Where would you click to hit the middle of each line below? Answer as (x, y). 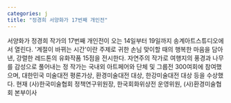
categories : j (28, 13)
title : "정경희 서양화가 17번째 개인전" (58, 20)
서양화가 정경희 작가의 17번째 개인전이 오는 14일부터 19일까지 (89, 40)
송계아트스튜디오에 (198, 40)
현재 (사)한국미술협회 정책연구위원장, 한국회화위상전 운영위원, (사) (105, 84)
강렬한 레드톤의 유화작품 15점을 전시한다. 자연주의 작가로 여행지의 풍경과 (114, 58)
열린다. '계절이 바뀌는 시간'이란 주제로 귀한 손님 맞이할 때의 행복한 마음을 (112, 49)
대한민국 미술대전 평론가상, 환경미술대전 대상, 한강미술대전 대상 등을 (113, 75)
